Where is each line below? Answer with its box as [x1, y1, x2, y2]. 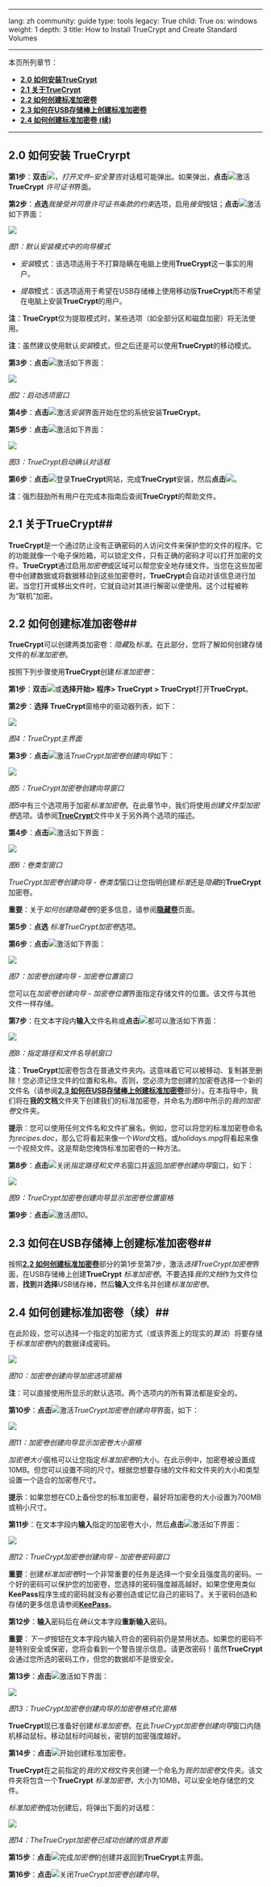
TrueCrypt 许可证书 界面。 [8, 181, 95, 191]
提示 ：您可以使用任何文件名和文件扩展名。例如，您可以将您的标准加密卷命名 [8, 1123, 263, 1133]
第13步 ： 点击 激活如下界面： [8, 1672, 110, 1681]
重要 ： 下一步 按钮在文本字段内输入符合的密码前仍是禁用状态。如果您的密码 [8, 1634, 256, 1643]
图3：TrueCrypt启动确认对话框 [8, 456, 110, 466]
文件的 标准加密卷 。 [8, 650, 73, 659]
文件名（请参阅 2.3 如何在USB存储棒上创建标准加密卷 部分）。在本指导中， [8, 1086, 252, 1096]
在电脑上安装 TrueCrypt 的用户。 [19, 296, 127, 306]
